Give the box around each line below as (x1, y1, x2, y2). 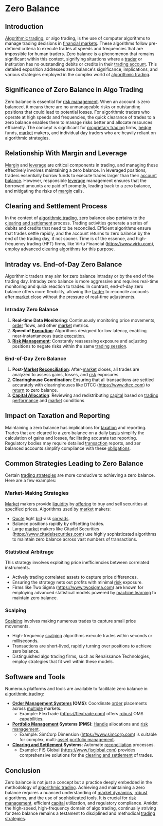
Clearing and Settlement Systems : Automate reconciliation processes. (12, 742, 155, 748)
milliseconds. (12, 638, 39, 644)
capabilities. (19, 716, 44, 722)
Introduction (5, 22, 44, 31)
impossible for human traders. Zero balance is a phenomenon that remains (5, 51, 155, 57)
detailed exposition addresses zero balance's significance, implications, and (5, 66, 158, 72)
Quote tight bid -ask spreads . (12, 515, 70, 521)
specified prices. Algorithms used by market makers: (5, 506, 111, 512)
